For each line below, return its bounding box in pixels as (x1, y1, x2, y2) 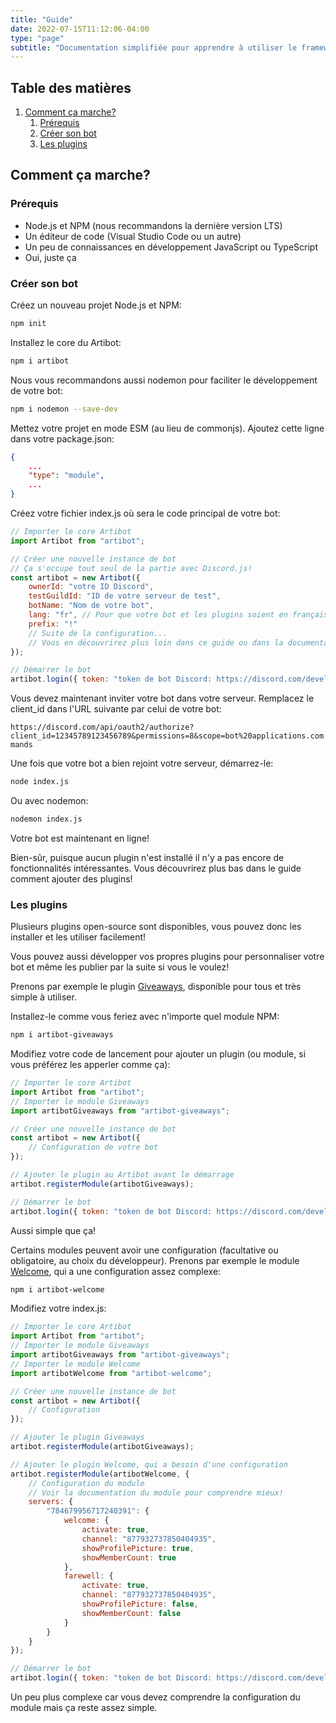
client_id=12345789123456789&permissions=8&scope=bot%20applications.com (10, 731, 325, 741)
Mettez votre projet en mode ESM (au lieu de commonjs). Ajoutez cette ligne (10, 422, 325, 434)
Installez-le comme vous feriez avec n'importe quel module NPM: (10, 1011, 280, 1023)
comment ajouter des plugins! (10, 872, 133, 885)
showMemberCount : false (81, 1608, 182, 1618)
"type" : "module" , (28, 471, 105, 481)
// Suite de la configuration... (28, 628, 168, 638)
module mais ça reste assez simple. (10, 1702, 158, 1714)
